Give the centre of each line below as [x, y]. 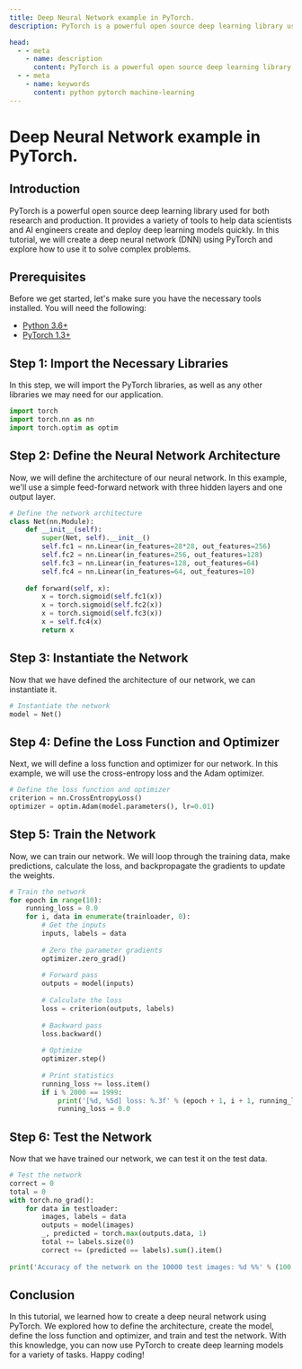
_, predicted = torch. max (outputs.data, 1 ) [124, 1234]
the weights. [32, 875]
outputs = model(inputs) [88, 984]
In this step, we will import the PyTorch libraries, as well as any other [136, 385]
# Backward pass [72, 1026]
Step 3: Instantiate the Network [99, 658]
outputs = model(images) [88, 1225]
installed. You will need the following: [78, 308]
